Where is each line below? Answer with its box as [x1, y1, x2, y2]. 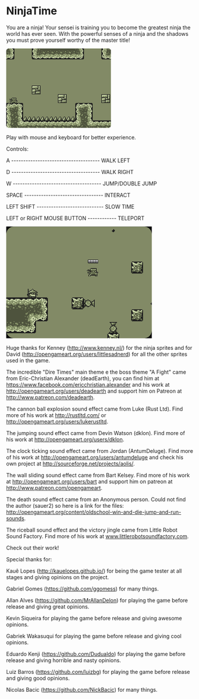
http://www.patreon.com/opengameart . [6, 484, 103, 491]
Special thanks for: [6, 555, 52, 563]
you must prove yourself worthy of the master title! [6, 36, 131, 44]
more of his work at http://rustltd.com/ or [6, 411, 107, 418]
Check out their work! [6, 544, 59, 551]
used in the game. [6, 356, 50, 364]
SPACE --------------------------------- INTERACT [6, 191, 131, 198]
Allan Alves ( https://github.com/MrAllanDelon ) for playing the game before [6, 597, 188, 604]
